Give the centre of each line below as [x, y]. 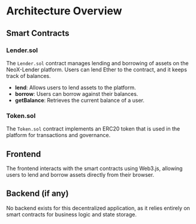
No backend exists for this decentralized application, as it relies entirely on [98, 208]
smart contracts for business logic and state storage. [71, 214]
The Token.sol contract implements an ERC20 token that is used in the [93, 129]
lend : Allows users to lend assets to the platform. [75, 87]
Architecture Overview [64, 11]
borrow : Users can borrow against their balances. [76, 93]
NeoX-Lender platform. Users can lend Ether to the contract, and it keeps [97, 69]
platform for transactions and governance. [58, 135]
